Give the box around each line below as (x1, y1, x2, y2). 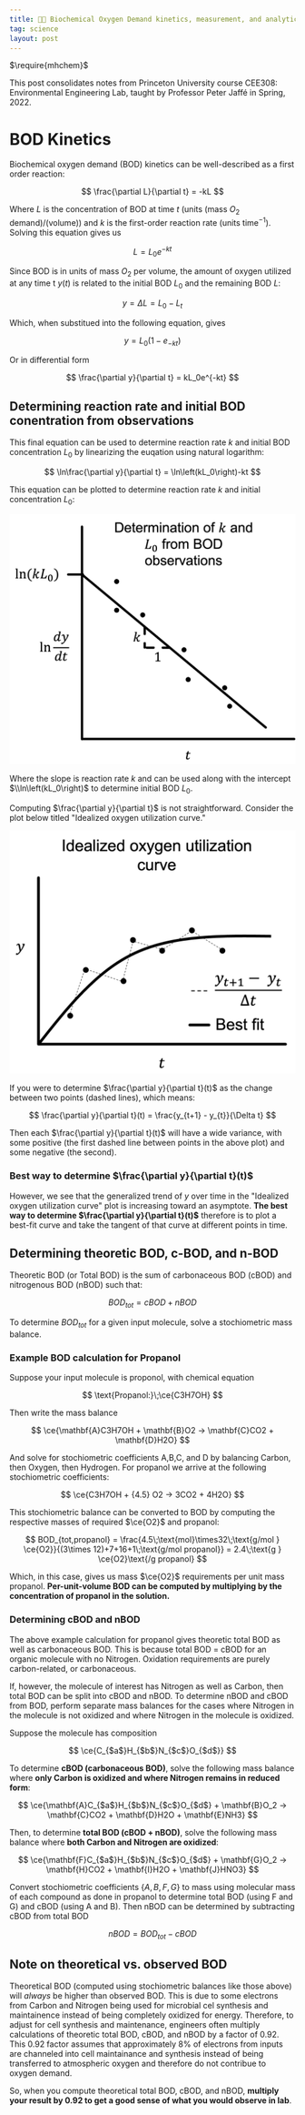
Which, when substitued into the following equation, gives (9, 317, 226, 328)
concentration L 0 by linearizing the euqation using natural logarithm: (9, 447, 265, 460)
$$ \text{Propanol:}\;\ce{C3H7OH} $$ (81, 1390, 224, 1401)
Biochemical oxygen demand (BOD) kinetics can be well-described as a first (9, 159, 295, 170)
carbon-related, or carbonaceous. (9, 1663, 137, 1674)
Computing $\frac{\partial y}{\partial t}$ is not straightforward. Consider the (9, 803, 294, 814)
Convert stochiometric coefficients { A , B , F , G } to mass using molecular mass (9, 1881, 296, 1892)
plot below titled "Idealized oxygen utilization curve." (9, 813, 206, 824)
